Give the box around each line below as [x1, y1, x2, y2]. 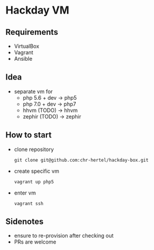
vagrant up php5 [14, 179, 54, 185]
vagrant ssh [14, 200, 43, 206]
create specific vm [14, 167, 59, 175]
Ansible [14, 55, 33, 62]
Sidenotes [5, 216, 43, 227]
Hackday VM [5, 4, 70, 17]
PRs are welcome [14, 238, 56, 245]
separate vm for [14, 88, 53, 95]
